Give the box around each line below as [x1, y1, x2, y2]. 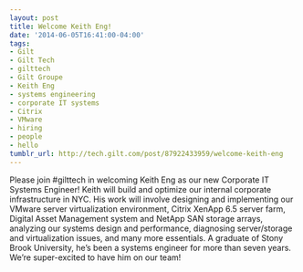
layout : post [9, 13, 59, 23]
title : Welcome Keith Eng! [9, 22, 112, 31]
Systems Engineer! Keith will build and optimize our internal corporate [9, 183, 272, 194]
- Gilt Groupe [9, 73, 64, 82]
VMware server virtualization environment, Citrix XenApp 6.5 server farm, [9, 203, 286, 214]
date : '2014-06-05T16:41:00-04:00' [9, 30, 145, 39]
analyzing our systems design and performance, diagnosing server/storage [9, 223, 293, 234]
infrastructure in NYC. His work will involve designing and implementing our [9, 194, 294, 204]
